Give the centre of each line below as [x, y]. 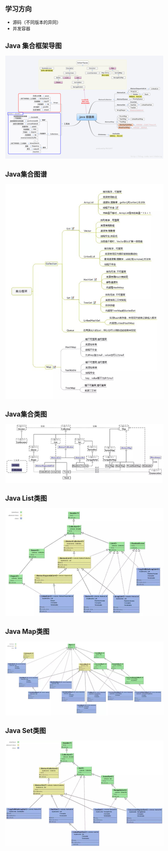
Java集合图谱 [26, 174]
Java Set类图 [26, 731]
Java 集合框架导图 [33, 46]
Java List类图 [26, 499]
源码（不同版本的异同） [37, 22]
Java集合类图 [26, 414]
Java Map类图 [27, 632]
